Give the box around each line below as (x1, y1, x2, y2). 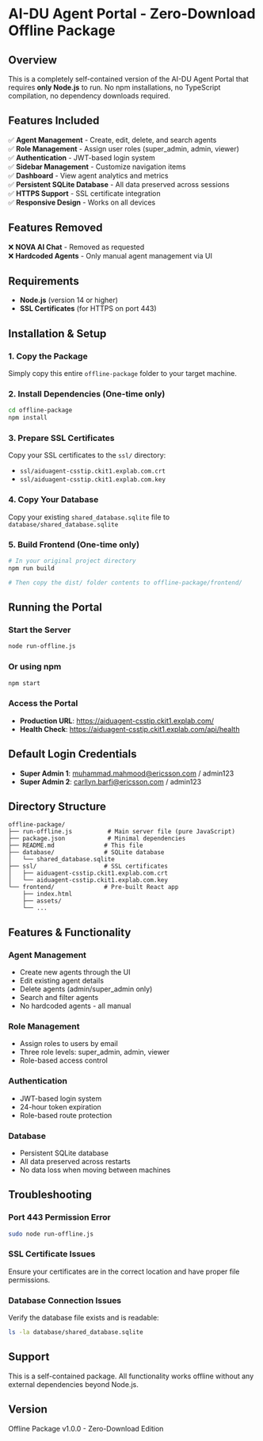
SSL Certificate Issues (8, 1248, 96, 1259)
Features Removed (8, 221, 103, 235)
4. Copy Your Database (8, 494, 99, 505)
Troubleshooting (8, 1188, 93, 1201)
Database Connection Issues (8, 1294, 122, 1305)
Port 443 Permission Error (8, 1212, 111, 1223)
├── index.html (22, 890, 73, 899)
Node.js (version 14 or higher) (19, 295, 119, 305)
